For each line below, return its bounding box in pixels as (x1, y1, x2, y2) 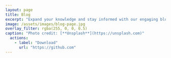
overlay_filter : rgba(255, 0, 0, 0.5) (5, 26, 88, 31)
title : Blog (5, 12, 31, 17)
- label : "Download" (14, 40, 58, 45)
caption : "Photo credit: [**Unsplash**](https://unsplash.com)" (5, 31, 145, 36)
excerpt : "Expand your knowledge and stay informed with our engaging (5, 17, 158, 22)
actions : (10, 36, 28, 41)
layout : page (5, 7, 33, 13)
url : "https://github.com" (18, 45, 76, 50)
